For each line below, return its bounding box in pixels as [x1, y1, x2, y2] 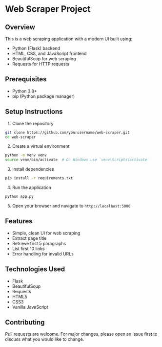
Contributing [5, 318, 45, 326]
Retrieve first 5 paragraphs [12, 240, 66, 246]
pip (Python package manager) [12, 93, 75, 99]
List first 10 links [12, 246, 45, 252]
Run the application [12, 185, 51, 190]
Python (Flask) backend [12, 46, 60, 51]
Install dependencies [12, 166, 55, 172]
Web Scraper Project [5, 3, 91, 15]
